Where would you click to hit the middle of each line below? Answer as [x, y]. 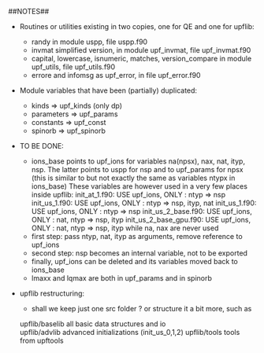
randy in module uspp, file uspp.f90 [89, 42]
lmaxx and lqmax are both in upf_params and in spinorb [122, 278]
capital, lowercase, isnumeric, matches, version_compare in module [141, 59]
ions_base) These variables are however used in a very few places [139, 186]
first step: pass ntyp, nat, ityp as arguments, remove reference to [137, 236]
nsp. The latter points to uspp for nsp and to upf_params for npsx [137, 169]
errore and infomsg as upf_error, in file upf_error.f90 [116, 75]
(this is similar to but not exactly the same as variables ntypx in [133, 178]
